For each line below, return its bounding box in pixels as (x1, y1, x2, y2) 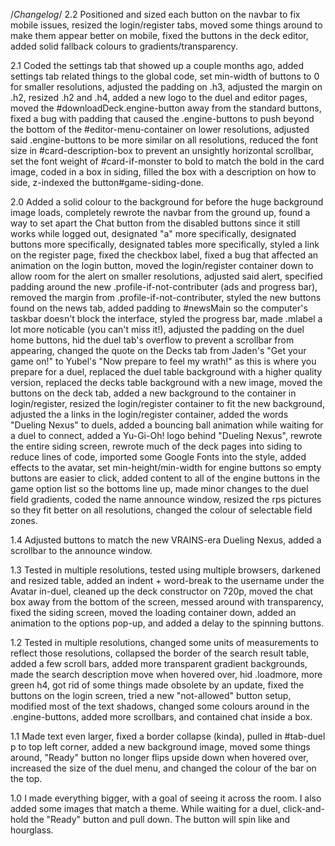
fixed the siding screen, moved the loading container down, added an (10, 607, 297, 618)
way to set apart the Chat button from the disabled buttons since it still (10, 217, 301, 229)
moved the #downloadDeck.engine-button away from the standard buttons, (10, 102, 322, 114)
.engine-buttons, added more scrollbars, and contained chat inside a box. (10, 711, 313, 723)
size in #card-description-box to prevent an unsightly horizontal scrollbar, (10, 145, 314, 156)
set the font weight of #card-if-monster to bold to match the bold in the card (10, 155, 325, 167)
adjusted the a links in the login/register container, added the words (10, 409, 289, 420)
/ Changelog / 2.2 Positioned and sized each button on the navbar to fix (10, 9, 301, 20)
